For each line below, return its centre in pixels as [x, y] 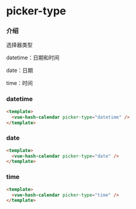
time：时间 [19, 83]
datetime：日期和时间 [33, 57]
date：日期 [20, 71]
